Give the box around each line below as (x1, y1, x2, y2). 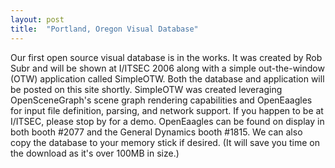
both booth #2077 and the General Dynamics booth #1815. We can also (10, 126, 303, 138)
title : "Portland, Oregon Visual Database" (10, 24, 199, 34)
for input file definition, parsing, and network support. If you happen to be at (10, 104, 324, 116)
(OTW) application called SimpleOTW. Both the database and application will (10, 72, 325, 85)
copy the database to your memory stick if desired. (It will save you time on (10, 136, 320, 148)
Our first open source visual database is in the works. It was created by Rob (10, 51, 323, 63)
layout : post (10, 14, 65, 25)
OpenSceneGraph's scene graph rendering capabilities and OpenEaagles (10, 94, 313, 106)
